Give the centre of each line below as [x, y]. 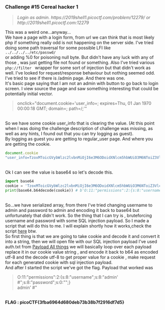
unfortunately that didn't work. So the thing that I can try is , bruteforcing [79, 215]
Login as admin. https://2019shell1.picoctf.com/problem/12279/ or [84, 18]
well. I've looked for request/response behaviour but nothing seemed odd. [80, 73]
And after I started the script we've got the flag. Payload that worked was [79, 267]
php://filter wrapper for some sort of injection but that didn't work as [78, 68]
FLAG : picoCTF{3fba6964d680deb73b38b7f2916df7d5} [65, 302]
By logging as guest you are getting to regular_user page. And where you [79, 139]
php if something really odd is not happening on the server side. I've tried [79, 43]
